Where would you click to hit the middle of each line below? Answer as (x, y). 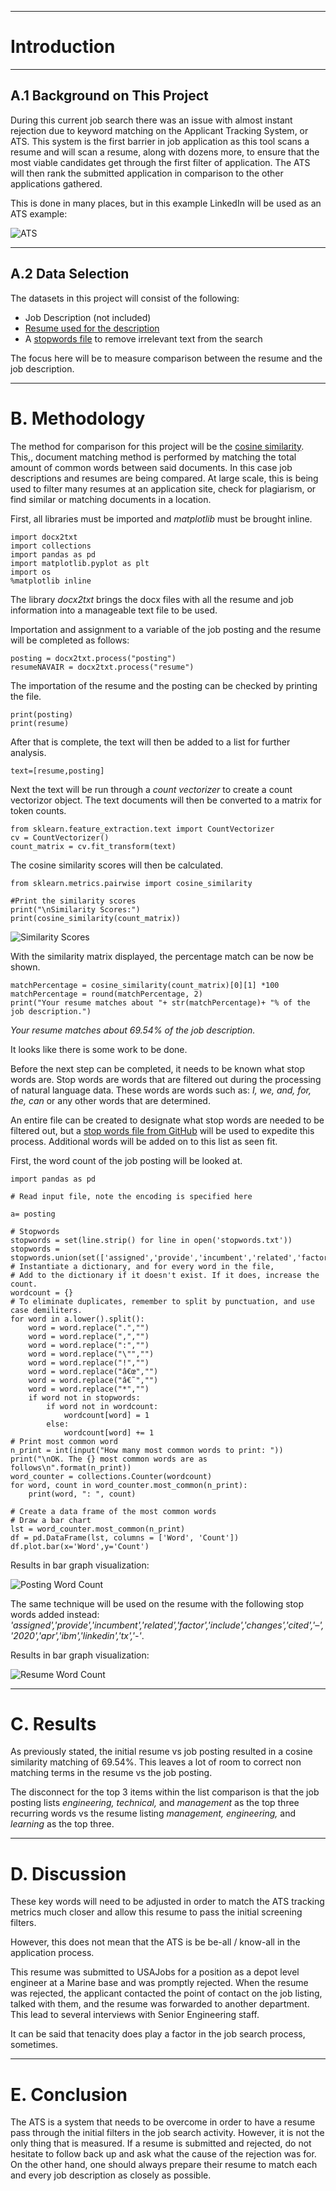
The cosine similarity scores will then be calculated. (117, 865)
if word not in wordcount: (102, 1406)
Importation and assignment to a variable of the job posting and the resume (166, 629)
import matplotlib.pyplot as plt (80, 563)
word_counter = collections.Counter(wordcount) (111, 1476)
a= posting (33, 1214)
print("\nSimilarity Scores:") (75, 909)
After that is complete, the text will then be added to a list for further (150, 742)
